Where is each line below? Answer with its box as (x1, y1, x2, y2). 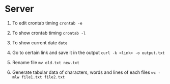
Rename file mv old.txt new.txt (12, 59, 80, 65)
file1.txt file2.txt (21, 74, 65, 79)
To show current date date (12, 39, 68, 46)
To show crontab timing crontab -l (12, 30, 86, 36)
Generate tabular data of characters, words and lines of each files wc (12, 69, 156, 75)
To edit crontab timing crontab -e (12, 20, 82, 26)
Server (5, 3, 34, 15)
